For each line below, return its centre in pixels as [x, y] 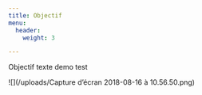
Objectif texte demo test [48, 67]
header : [28, 30]
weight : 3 [39, 38]
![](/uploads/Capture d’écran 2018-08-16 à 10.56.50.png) [102, 82]
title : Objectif [35, 15]
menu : [17, 23]
